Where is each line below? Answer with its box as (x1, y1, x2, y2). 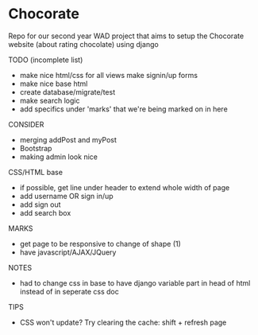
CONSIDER (8, 119, 44, 129)
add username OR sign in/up (19, 191, 114, 201)
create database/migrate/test (19, 87, 116, 96)
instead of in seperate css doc (19, 286, 119, 296)
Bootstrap (19, 143, 52, 153)
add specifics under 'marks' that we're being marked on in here (19, 104, 228, 114)
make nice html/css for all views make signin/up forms (19, 70, 198, 80)
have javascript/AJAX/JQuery (19, 247, 117, 257)
